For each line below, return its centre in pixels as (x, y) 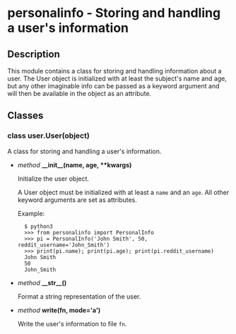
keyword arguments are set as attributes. (77, 200)
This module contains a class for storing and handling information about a (114, 71)
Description (34, 54)
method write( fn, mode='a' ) (59, 310)
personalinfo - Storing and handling (114, 13)
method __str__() (42, 282)
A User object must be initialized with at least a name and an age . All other (123, 192)
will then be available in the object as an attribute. (79, 94)
